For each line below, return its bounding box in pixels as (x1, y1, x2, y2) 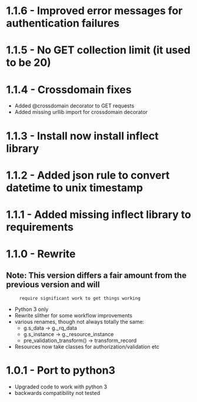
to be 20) (6, 56, 51, 69)
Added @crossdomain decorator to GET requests (14, 102, 135, 109)
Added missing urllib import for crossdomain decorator (14, 109, 148, 116)
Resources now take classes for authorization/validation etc (14, 343, 160, 350)
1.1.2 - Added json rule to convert (6, 169, 170, 182)
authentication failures (6, 16, 120, 30)
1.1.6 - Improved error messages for (6, 4, 183, 18)
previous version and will (6, 280, 100, 290)
